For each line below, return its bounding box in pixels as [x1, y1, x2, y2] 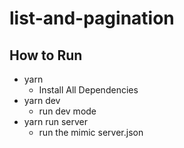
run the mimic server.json [38, 127, 144, 138]
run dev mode [38, 105, 97, 117]
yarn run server [23, 116, 88, 127]
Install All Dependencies [38, 84, 139, 96]
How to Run [9, 47, 83, 64]
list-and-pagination [9, 7, 175, 30]
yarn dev [23, 95, 61, 106]
